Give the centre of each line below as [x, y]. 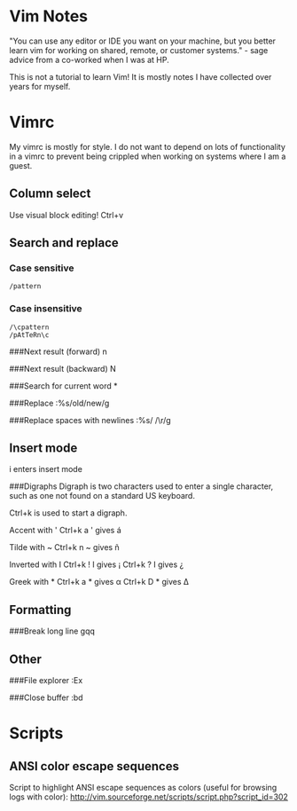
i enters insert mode [46, 469]
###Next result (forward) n [59, 351]
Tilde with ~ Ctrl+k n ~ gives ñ [64, 547]
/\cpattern [29, 327]
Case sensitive [42, 268]
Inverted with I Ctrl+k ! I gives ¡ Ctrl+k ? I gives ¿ [97, 564]
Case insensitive [46, 309]
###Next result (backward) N [63, 368]
